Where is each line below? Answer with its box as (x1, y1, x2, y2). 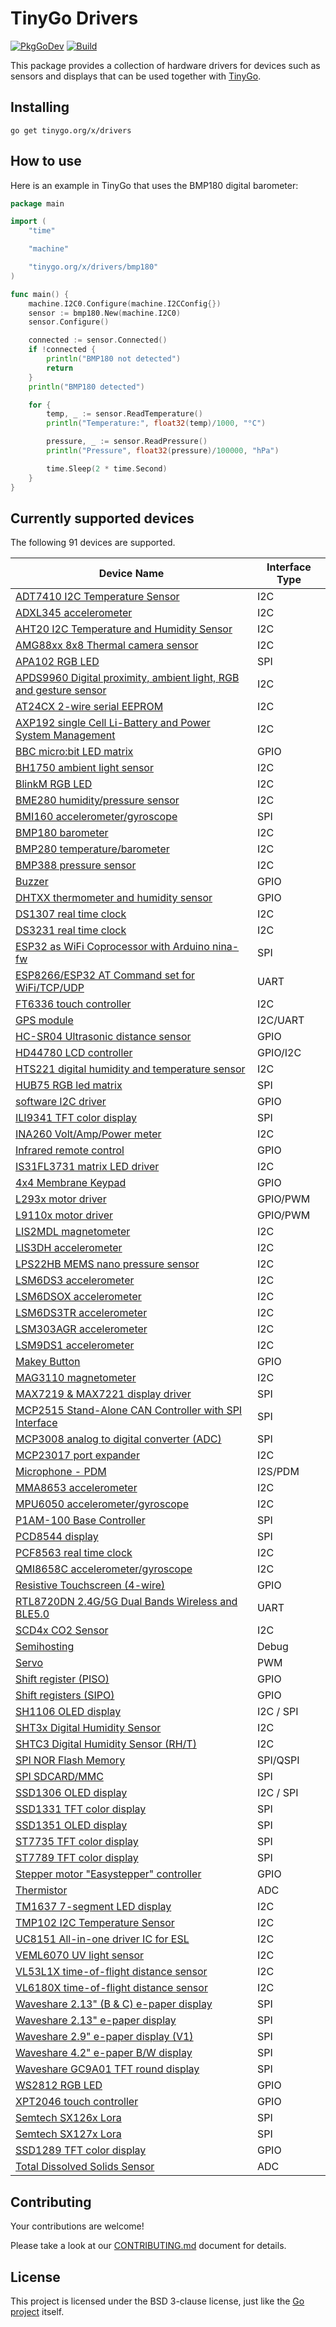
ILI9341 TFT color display (15, 1111, 137, 1125)
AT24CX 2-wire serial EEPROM (15, 700, 164, 714)
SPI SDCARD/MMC (15, 1770, 104, 1784)
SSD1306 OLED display (15, 1786, 128, 1800)
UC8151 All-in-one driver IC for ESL (15, 1932, 190, 1946)
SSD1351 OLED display (15, 1818, 128, 1832)
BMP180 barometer (15, 826, 109, 840)
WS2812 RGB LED (15, 2078, 103, 2092)
